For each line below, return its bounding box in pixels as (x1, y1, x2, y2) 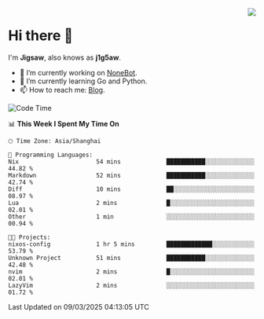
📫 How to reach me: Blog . (19, 85, 105, 94)
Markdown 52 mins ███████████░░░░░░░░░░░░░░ (8, 171, 255, 179)
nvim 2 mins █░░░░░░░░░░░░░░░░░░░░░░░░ (8, 267, 255, 276)
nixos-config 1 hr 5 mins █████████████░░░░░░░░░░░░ (8, 240, 255, 248)
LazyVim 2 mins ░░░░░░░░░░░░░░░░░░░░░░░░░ (8, 281, 255, 289)
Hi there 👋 (8, 27, 73, 45)
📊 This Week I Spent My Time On (8, 119, 119, 128)
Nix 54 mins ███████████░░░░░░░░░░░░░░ (8, 157, 255, 166)
